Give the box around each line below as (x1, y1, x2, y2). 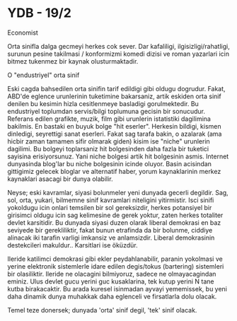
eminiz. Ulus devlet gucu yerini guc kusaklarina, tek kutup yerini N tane (7, 277, 214, 286)
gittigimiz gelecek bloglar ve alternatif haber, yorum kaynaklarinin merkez (7, 167, 221, 175)
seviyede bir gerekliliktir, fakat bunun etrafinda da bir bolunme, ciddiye (7, 226, 213, 234)
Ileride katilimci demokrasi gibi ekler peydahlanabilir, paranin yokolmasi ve (7, 255, 223, 263)
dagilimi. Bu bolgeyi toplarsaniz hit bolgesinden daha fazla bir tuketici (7, 144, 209, 153)
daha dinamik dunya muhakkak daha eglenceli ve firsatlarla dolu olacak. (7, 292, 217, 300)
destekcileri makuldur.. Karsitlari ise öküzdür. (7, 240, 138, 249)
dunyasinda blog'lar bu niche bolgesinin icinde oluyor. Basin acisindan (7, 159, 212, 168)
